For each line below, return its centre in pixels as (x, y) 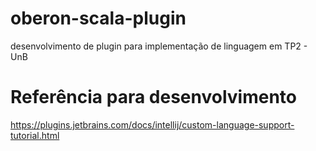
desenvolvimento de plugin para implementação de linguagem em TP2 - (159, 46)
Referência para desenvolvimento (153, 97)
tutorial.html (35, 135)
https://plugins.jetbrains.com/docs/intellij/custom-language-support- (152, 124)
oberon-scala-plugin (98, 18)
